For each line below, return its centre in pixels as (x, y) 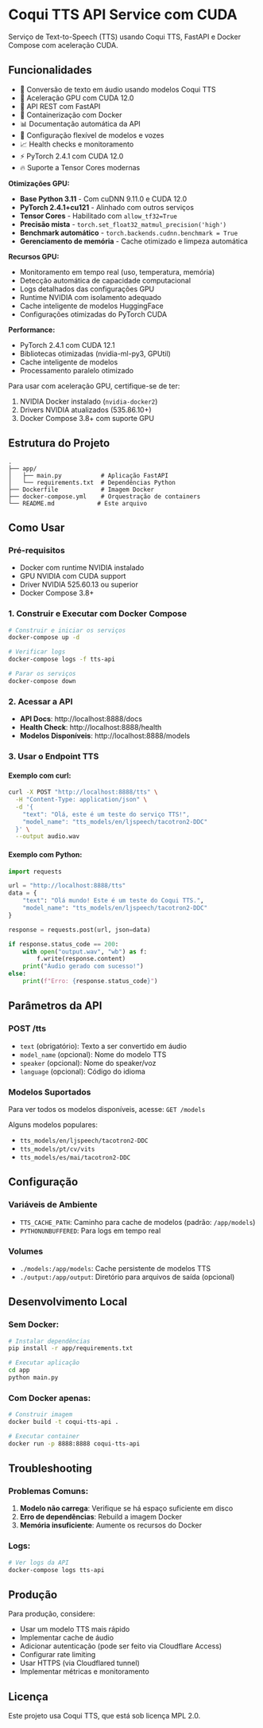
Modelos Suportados (50, 1092)
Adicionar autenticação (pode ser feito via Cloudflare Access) (121, 1646)
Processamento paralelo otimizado (77, 370)
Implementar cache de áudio (66, 1638)
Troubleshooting (50, 1469)
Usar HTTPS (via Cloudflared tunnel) (80, 1663)
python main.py (33, 1378)
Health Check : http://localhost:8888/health (91, 727)
